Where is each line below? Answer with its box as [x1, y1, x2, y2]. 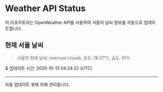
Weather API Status [5, 3, 86, 14]
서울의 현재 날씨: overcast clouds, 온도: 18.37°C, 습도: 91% [16, 55, 131, 61]
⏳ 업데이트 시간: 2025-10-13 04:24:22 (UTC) [5, 65, 92, 71]
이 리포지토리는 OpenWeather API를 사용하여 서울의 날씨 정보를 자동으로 [5, 19, 143, 25]
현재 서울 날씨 [5, 41, 44, 49]
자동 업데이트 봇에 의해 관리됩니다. [5, 81, 70, 87]
